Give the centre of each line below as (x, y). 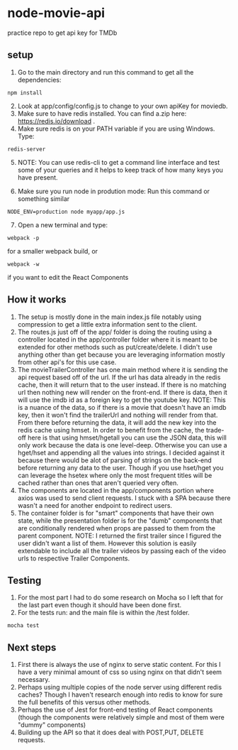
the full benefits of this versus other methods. (84, 702)
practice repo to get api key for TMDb (62, 33)
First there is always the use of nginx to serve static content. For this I (119, 665)
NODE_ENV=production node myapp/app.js (66, 212)
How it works (37, 300)
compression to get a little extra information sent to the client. (107, 324)
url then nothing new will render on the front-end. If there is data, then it (123, 392)
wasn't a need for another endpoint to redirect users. (95, 505)
